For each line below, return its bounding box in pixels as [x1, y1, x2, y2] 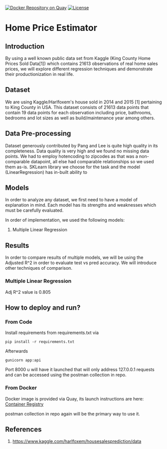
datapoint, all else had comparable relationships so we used [30, 158, 154, 164]
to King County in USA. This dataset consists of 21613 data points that [5, 104, 149, 110]
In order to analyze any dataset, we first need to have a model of [5, 197, 138, 203]
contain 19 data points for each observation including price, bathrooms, [5, 109, 152, 115]
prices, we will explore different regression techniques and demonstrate [5, 66, 153, 72]
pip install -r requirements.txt [5, 340, 75, 345]
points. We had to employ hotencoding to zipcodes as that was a [5, 153, 138, 159]
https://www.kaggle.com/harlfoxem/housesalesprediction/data [12, 439, 142, 445]
